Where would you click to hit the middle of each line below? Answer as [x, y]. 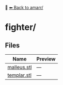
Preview [46, 59]
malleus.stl [20, 67]
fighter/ [21, 27]
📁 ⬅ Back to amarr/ [24, 8]
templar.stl [19, 75]
